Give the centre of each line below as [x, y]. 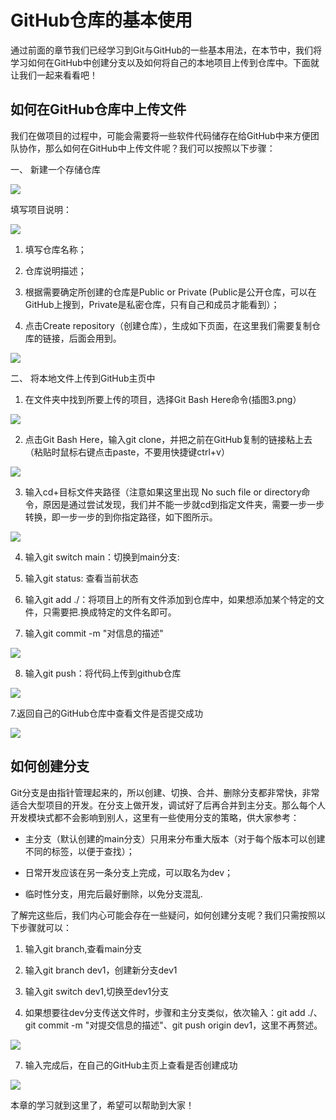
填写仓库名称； [55, 249]
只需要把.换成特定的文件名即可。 [109, 612]
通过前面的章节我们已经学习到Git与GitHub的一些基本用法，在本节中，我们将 [166, 50]
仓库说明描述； [55, 270]
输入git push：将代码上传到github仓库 [103, 673]
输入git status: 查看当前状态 [81, 578]
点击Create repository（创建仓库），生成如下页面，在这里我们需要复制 [168, 325]
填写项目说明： [41, 209]
